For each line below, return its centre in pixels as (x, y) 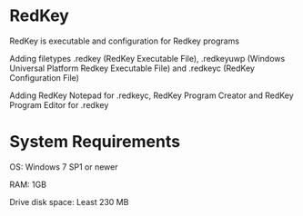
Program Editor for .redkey (59, 104)
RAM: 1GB (28, 184)
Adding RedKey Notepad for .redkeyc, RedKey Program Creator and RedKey (151, 95)
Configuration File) (45, 77)
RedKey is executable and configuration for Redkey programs (124, 41)
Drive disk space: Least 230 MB (69, 201)
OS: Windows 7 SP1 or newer (64, 167)
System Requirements (95, 142)
